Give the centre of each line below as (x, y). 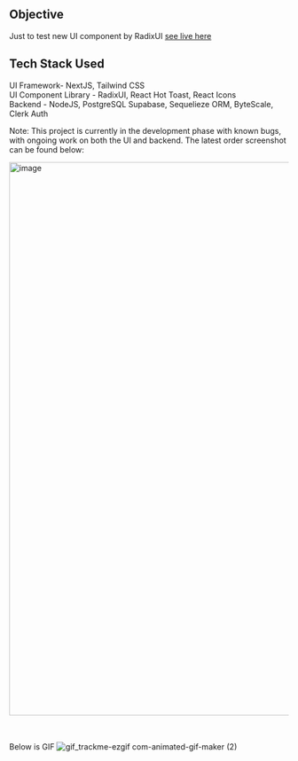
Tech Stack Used (57, 64)
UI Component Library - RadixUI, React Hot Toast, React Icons (123, 94)
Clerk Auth (29, 114)
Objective (37, 15)
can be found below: (47, 149)
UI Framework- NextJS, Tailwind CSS (77, 85)
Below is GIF (32, 746)
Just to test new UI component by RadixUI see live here (110, 35)
